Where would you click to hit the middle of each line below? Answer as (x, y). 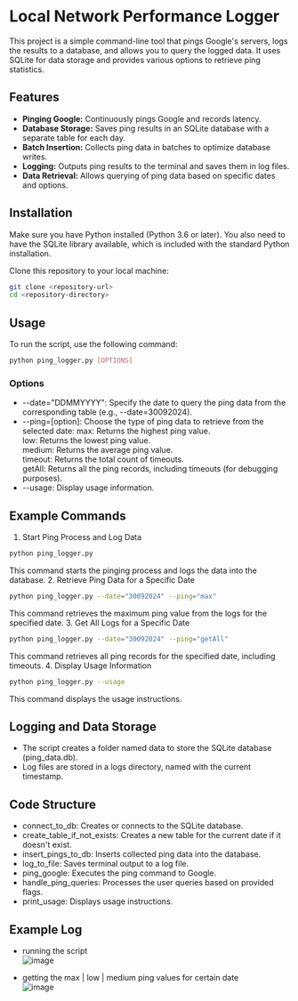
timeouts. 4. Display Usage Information (81, 666)
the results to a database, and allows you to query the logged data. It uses (145, 50)
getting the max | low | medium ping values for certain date (130, 978)
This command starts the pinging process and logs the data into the (133, 570)
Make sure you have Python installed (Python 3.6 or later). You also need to (148, 234)
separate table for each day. (74, 137)
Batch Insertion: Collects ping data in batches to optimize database (146, 147)
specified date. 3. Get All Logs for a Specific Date (100, 622)
